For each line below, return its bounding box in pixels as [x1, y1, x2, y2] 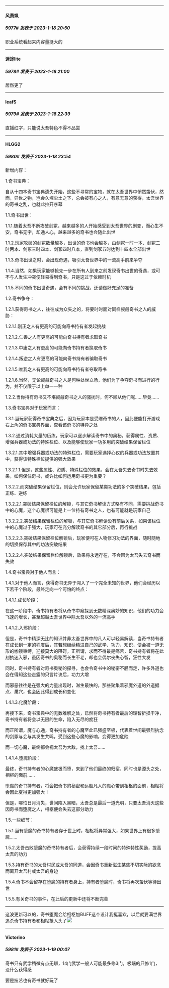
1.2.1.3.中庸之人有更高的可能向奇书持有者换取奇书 [5, 345, 107, 351]
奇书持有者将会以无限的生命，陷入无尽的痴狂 [5, 716, 98, 723]
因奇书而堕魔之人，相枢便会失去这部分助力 [5, 806, 94, 812]
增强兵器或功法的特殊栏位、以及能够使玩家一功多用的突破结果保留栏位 [5, 439, 151, 445]
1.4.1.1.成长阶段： [5, 597, 40, 603]
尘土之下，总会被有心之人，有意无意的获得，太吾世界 [53, 195, 164, 201]
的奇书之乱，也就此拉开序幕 [5, 201, 63, 207]
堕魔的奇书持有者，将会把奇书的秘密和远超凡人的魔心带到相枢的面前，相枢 [5, 783, 159, 789]
